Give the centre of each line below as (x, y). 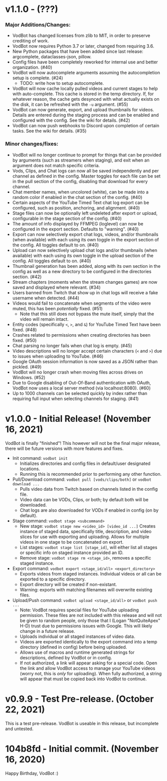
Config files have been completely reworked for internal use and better (85, 62)
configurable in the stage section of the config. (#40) (67, 218)
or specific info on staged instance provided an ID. (72, 553)
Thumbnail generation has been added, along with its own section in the (86, 266)
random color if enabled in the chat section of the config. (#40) (77, 197)
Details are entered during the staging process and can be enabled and (85, 115)
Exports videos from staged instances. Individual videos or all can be (91, 574)
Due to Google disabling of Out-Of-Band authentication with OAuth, (82, 383)
